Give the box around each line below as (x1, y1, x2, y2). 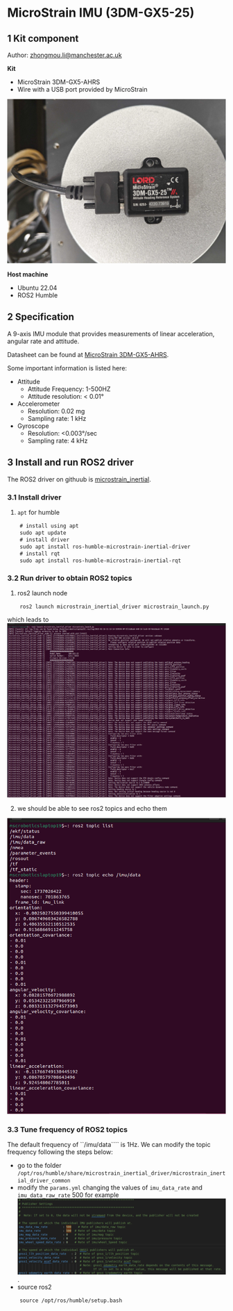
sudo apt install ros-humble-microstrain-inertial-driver (19, 543, 191, 550)
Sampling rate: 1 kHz (27, 414, 87, 422)
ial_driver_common (17, 1178, 71, 1185)
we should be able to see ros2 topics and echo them (17, 805, 168, 813)
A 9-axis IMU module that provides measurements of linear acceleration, (7, 329, 215, 338)
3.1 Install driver (7, 492, 62, 502)
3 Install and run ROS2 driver (7, 456, 134, 468)
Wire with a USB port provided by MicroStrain (17, 85, 148, 93)
